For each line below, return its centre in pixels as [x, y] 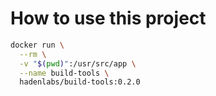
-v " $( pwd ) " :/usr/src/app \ [78, 63]
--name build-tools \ [64, 73]
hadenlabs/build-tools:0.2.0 [80, 82]
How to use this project [108, 18]
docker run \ [37, 45]
